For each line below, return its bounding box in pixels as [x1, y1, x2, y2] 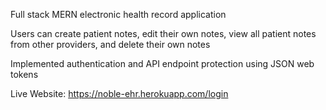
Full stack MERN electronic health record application [10, 9, 227, 20]
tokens [10, 69, 39, 80]
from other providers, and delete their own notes [10, 39, 211, 50]
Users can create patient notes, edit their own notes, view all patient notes [10, 28, 317, 39]
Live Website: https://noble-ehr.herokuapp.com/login [10, 88, 229, 99]
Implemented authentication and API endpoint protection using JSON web [10, 58, 315, 69]
